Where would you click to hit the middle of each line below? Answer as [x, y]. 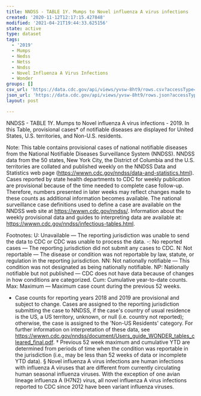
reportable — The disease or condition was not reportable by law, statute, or [100, 254]
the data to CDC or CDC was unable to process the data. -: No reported [94, 241]
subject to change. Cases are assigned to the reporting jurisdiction [97, 304]
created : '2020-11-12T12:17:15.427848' [56, 17]
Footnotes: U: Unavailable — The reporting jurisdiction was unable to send [98, 235]
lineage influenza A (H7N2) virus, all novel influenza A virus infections [101, 380]
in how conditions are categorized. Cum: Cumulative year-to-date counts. [97, 279]
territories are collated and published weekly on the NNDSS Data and [91, 166]
